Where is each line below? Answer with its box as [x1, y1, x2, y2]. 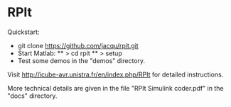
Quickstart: [7, 28, 41, 36]
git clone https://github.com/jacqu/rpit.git [17, 41, 139, 50]
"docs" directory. [7, 91, 58, 100]
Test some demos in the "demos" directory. [17, 56, 146, 64]
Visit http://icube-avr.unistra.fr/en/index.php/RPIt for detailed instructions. [7, 70, 224, 79]
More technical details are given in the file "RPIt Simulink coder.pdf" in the [7, 84, 224, 92]
